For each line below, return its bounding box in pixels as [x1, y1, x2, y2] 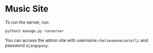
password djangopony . [5, 42, 50, 48]
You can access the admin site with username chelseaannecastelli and [5, 37, 148, 43]
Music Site [5, 3, 49, 14]
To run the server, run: [5, 19, 50, 25]
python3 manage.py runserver [5, 28, 64, 33]
